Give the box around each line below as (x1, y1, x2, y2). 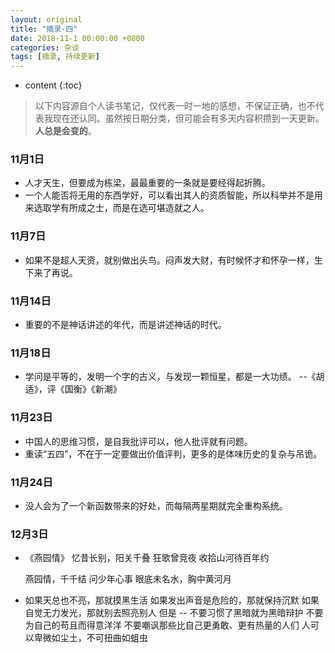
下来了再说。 (24, 266, 78, 278)
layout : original (10, 14, 83, 25)
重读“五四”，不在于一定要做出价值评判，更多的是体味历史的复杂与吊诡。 (24, 447, 323, 460)
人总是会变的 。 (34, 125, 97, 137)
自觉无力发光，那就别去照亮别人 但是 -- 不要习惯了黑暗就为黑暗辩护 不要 (24, 607, 324, 619)
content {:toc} (24, 79, 83, 91)
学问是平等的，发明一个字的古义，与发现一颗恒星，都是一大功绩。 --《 (24, 371, 317, 383)
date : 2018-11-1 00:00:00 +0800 (10, 33, 145, 43)
